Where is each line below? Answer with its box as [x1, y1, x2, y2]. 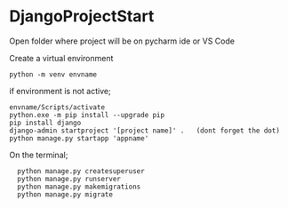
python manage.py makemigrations [17, 182, 141, 191]
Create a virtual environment [9, 52, 114, 63]
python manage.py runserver [17, 174, 122, 183]
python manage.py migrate [17, 189, 114, 199]
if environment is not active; [9, 85, 111, 96]
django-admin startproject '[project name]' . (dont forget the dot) [9, 126, 280, 135]
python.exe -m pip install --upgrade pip [9, 110, 165, 119]
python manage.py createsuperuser [17, 166, 145, 175]
